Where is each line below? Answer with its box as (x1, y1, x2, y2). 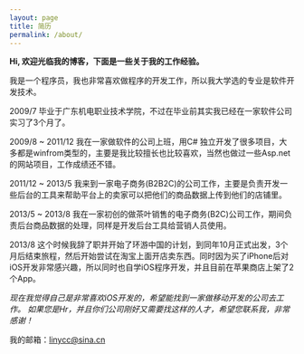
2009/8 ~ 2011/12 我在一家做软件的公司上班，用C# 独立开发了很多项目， (9, 137, 280, 148)
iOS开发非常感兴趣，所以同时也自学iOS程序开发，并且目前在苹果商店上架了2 (9, 262, 294, 273)
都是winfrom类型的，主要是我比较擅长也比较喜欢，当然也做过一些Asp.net (16, 148, 291, 158)
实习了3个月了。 (9, 117, 71, 128)
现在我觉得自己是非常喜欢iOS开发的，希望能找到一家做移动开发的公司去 (9, 292, 277, 303)
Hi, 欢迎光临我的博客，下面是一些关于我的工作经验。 (9, 56, 204, 67)
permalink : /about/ (9, 30, 83, 39)
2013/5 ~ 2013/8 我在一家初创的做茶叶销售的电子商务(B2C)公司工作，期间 (9, 209, 285, 220)
